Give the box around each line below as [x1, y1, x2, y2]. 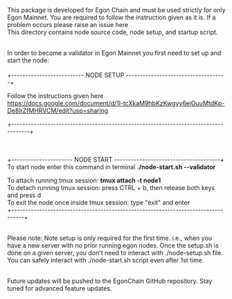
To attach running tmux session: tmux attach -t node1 [7, 176, 161, 185]
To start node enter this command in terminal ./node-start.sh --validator [7, 163, 216, 171]
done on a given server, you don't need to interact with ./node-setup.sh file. [7, 249, 224, 257]
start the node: [7, 56, 50, 65]
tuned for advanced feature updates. [7, 284, 112, 292]
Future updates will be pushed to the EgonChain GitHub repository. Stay [7, 277, 213, 285]
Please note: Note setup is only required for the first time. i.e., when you [7, 234, 213, 242]
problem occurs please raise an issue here [7, 21, 129, 28]
